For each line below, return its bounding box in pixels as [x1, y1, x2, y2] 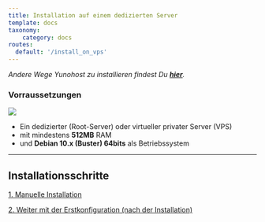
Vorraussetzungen [8, 89, 82, 100]
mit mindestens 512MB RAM [19, 131, 112, 140]
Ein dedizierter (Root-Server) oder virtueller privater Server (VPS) [19, 122, 233, 131]
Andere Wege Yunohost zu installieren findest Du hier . [8, 70, 185, 79]
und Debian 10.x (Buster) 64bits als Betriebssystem [19, 139, 189, 148]
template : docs [8, 19, 58, 27]
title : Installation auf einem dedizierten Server [8, 11, 178, 20]
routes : [8, 41, 34, 49]
